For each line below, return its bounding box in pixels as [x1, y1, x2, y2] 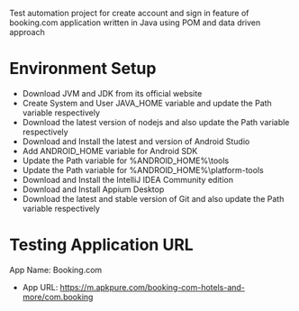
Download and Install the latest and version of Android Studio [22, 135, 250, 147]
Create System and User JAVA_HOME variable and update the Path [22, 97, 272, 108]
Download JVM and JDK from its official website [22, 87, 203, 98]
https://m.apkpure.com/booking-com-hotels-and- [59, 281, 246, 292]
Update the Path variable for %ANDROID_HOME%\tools [22, 155, 230, 166]
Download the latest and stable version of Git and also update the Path [22, 193, 285, 204]
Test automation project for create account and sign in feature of [9, 8, 249, 18]
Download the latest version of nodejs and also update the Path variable [22, 116, 290, 127]
